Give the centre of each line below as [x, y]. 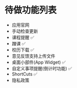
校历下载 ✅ [23, 50]
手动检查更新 [25, 31]
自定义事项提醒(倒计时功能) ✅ [42, 68]
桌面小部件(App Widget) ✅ [39, 62]
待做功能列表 [31, 10]
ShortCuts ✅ [24, 74]
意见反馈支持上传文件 [33, 56]
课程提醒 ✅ [23, 37]
